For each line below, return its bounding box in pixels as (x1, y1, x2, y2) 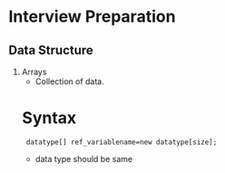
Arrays (21, 66, 47, 77)
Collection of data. (34, 76, 105, 87)
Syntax (21, 108, 77, 129)
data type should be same (34, 153, 133, 164)
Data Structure (8, 43, 94, 58)
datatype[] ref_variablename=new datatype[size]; (25, 138, 218, 147)
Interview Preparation (8, 6, 176, 27)
